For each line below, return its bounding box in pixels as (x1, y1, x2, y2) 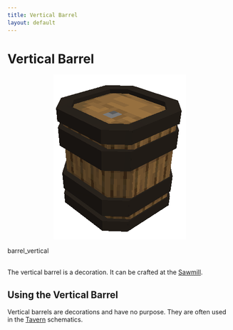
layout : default (7, 19, 56, 26)
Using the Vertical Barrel (7, 289, 119, 301)
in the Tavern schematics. (7, 315, 83, 324)
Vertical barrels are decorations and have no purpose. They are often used (7, 308, 227, 316)
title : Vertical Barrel (7, 11, 78, 19)
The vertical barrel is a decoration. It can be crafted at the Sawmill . (7, 268, 203, 276)
